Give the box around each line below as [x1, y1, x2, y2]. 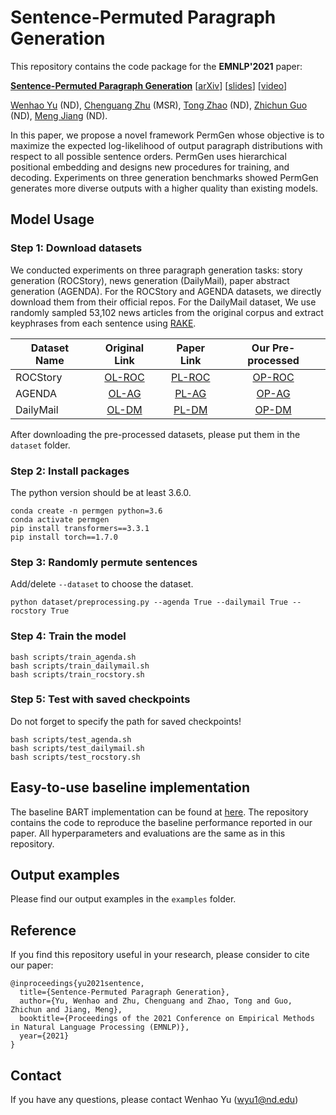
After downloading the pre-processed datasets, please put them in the [10, 428, 301, 440]
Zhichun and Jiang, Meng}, [10, 1005, 123, 1015]
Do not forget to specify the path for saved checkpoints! [10, 715, 242, 727]
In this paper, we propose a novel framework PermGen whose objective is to [10, 129, 325, 141]
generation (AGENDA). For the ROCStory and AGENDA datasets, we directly [10, 285, 322, 297]
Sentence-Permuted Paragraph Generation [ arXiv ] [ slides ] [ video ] [10, 79, 288, 91]
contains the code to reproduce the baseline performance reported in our [10, 816, 313, 828]
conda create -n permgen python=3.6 [10, 506, 163, 516]
